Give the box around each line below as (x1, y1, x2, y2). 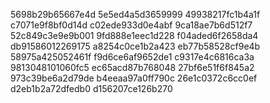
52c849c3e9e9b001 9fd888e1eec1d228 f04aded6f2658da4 (10, 30, 259, 41)
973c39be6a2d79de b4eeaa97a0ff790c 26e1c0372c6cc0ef (10, 72, 258, 84)
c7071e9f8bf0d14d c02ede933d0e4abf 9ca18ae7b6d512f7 (10, 19, 253, 31)
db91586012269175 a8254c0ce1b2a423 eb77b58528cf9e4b (10, 40, 261, 52)
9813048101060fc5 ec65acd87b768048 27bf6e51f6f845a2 (10, 62, 255, 73)
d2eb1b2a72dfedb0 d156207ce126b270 (10, 83, 173, 94)
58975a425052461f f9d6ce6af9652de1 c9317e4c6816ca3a (10, 51, 255, 63)
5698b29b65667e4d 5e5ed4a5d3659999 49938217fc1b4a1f (10, 9, 261, 20)
